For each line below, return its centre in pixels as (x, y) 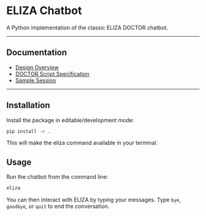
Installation (28, 106)
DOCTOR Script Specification (52, 73)
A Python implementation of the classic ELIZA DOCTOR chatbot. (87, 28)
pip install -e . (29, 131)
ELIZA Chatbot (44, 11)
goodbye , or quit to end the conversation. (58, 206)
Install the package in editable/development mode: (71, 120)
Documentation (37, 53)
